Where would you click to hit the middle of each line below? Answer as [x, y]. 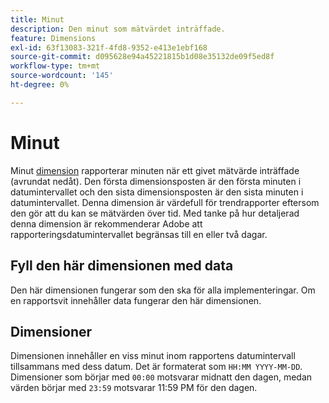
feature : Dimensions [53, 38]
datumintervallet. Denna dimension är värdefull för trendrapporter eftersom [165, 202]
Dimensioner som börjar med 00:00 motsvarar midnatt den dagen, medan [161, 377]
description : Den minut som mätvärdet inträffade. [118, 29]
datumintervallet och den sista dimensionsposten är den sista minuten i [157, 192]
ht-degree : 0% [40, 85]
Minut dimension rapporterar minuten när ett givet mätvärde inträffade [155, 170]
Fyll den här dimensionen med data [122, 266]
